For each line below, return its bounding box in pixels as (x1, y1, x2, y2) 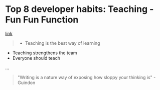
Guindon (17, 80, 36, 86)
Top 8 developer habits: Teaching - (5, 3, 154, 15)
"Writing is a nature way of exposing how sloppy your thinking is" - (17, 74, 156, 80)
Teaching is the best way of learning (25, 40, 100, 46)
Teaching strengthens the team (12, 50, 77, 56)
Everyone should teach (12, 55, 60, 61)
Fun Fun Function (5, 14, 79, 25)
